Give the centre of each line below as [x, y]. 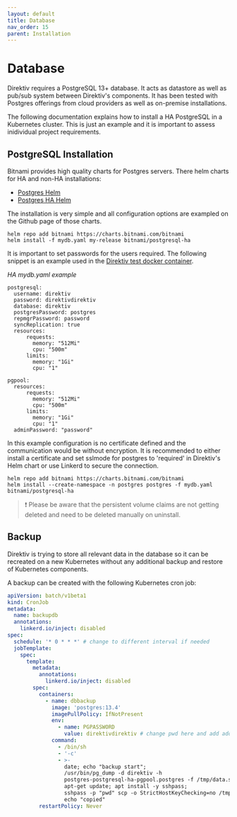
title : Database [31, 21]
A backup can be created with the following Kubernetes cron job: [102, 583]
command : [65, 741]
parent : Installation [39, 34]
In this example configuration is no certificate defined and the [97, 443]
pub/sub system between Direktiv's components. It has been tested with [113, 95]
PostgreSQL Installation [60, 154]
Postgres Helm [39, 192]
